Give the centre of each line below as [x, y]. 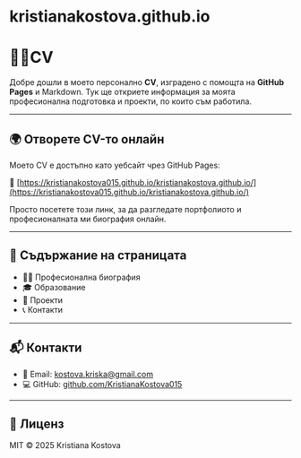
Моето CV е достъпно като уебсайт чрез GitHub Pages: [115, 165]
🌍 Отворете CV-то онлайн [87, 139]
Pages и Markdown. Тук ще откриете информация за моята [122, 92]
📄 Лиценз [37, 423]
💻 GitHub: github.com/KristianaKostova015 [102, 384]
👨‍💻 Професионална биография [81, 277]
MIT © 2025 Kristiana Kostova [65, 445]
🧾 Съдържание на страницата [98, 256]
